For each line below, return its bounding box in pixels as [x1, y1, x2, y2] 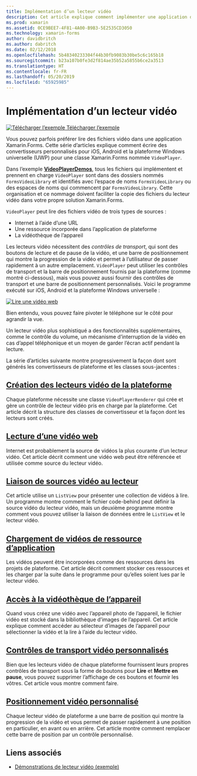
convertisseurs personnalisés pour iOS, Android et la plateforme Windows [6, 148, 185, 155]
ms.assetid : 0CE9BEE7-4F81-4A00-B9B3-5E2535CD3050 [6, 25, 133, 31]
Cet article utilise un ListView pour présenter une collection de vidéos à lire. [6, 492, 189, 499]
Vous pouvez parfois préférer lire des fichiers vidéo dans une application [6, 135, 182, 142]
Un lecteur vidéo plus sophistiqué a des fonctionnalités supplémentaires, [6, 326, 182, 334]
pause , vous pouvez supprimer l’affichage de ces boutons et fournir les [6, 673, 179, 680]
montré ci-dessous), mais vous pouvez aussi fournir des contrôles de [6, 274, 174, 281]
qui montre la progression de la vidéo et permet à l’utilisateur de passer [6, 256, 178, 263]
